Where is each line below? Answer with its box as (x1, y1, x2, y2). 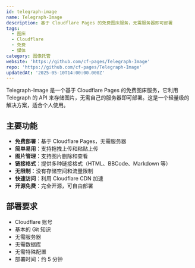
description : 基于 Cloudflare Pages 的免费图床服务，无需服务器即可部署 (6, 20, 173, 26)
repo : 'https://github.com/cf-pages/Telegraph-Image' (6, 64, 143, 70)
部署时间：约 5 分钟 (14, 255, 63, 263)
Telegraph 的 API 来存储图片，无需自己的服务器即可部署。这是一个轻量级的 (6, 94, 190, 101)
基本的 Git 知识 (14, 226, 52, 233)
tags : (6, 25, 20, 32)
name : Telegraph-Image (6, 14, 62, 20)
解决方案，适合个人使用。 (6, 102, 69, 109)
